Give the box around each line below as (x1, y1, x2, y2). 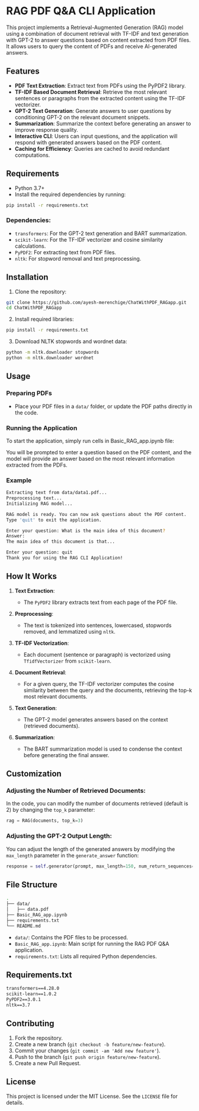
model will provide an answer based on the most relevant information (6, 455, 175, 462)
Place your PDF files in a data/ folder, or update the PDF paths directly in (14, 403, 192, 410)
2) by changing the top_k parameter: (6, 806, 95, 814)
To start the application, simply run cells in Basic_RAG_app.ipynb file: (6, 437, 175, 444)
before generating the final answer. (23, 751, 110, 758)
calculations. (14, 242, 46, 249)
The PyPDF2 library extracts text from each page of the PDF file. (23, 599, 178, 606)
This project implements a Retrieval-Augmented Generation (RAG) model (6, 24, 184, 31)
